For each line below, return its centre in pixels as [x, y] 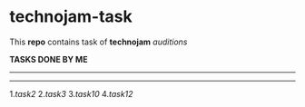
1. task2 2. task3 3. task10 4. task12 [71, 93]
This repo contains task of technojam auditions [98, 42]
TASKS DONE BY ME [49, 59]
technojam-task [71, 17]
